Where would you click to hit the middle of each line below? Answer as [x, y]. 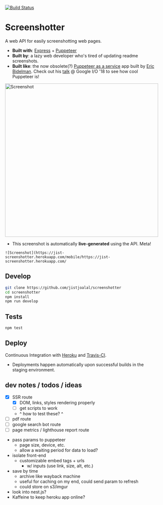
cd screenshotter [23, 292]
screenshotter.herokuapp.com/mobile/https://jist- [58, 257]
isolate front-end [29, 455]
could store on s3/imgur [44, 486]
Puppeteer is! [26, 77]
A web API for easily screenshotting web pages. [53, 41]
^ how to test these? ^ [41, 413]
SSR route [22, 397]
